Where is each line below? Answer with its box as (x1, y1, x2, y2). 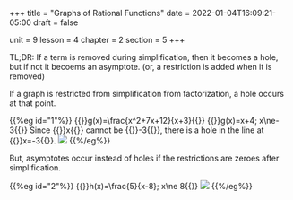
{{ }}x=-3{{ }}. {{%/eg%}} (9, 135, 111, 146)
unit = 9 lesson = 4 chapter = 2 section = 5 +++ (9, 35, 185, 45)
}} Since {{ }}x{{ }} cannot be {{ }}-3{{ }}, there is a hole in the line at (21, 125, 264, 135)
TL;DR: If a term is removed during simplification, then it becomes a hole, (9, 52, 279, 62)
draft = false (32, 17, 79, 28)
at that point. (9, 98, 56, 109)
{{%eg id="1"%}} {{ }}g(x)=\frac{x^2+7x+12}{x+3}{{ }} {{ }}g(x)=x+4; (9, 116, 258, 126)
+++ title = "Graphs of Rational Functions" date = (9, 8, 191, 18)
